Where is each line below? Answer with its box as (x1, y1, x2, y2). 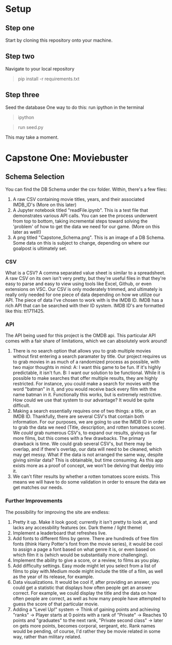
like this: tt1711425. (5, 308, 45, 314)
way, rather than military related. (12, 633, 82, 640)
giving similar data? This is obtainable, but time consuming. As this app (12, 457, 163, 463)
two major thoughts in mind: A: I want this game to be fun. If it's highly (12, 364, 161, 371)
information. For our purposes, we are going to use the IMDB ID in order (12, 419, 165, 425)
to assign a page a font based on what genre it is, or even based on (12, 546, 156, 552)
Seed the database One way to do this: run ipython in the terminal (5, 104, 144, 110)
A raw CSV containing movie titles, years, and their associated (12, 196, 145, 202)
